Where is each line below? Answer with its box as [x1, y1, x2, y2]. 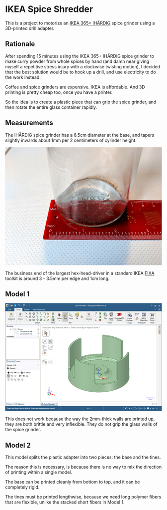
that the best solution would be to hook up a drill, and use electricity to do [5, 69, 156, 75]
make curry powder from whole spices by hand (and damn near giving [5, 58, 150, 64]
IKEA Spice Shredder [5, 3, 93, 15]
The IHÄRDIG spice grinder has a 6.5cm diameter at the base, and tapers [5, 132, 155, 138]
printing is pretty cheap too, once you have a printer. [5, 89, 113, 95]
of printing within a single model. [5, 469, 72, 475]
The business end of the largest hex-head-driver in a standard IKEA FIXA [5, 270, 155, 276]
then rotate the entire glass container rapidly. [5, 104, 97, 110]
